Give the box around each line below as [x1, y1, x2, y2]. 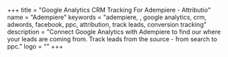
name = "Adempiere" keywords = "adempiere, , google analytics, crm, [7, 13, 207, 21]
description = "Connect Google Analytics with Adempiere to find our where [7, 27, 221, 36]
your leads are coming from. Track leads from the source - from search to [7, 35, 218, 43]
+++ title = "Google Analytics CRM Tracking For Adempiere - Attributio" [7, 6, 211, 14]
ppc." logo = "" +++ [7, 43, 64, 50]
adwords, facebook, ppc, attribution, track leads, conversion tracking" [7, 21, 207, 28]
